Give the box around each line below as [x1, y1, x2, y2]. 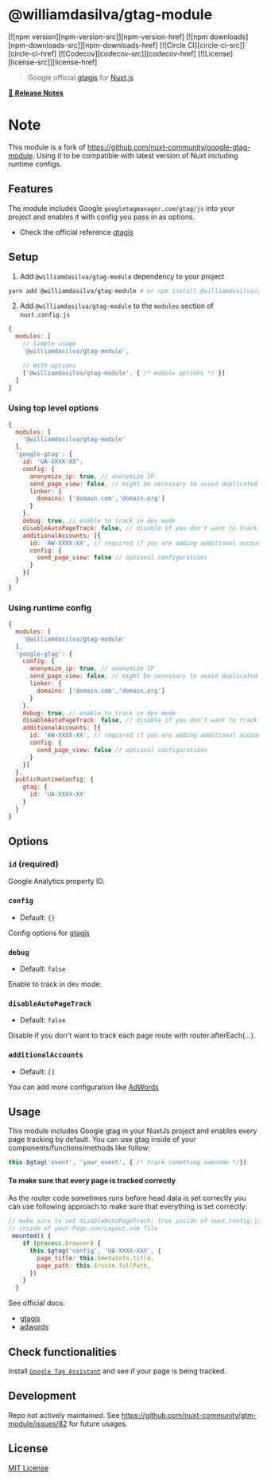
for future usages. [68, 1419, 128, 1428]
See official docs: [8, 1299, 65, 1308]
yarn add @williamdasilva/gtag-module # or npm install [8, 286, 197, 295]
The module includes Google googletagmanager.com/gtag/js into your [8, 203, 235, 212]
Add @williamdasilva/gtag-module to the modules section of [19, 301, 215, 311]
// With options [22, 361, 77, 369]
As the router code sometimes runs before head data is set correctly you [8, 1194, 246, 1203]
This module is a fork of [8, 142, 86, 152]
